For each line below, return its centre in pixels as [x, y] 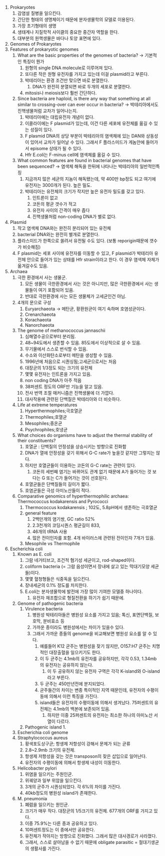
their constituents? [36, 441]
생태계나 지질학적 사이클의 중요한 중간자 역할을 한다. [68, 32]
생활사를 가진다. [46, 848]
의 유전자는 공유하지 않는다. [66, 665]
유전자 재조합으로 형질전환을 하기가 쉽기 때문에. [78, 598]
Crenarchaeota [40, 314]
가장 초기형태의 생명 [37, 26]
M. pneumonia [32, 799]
